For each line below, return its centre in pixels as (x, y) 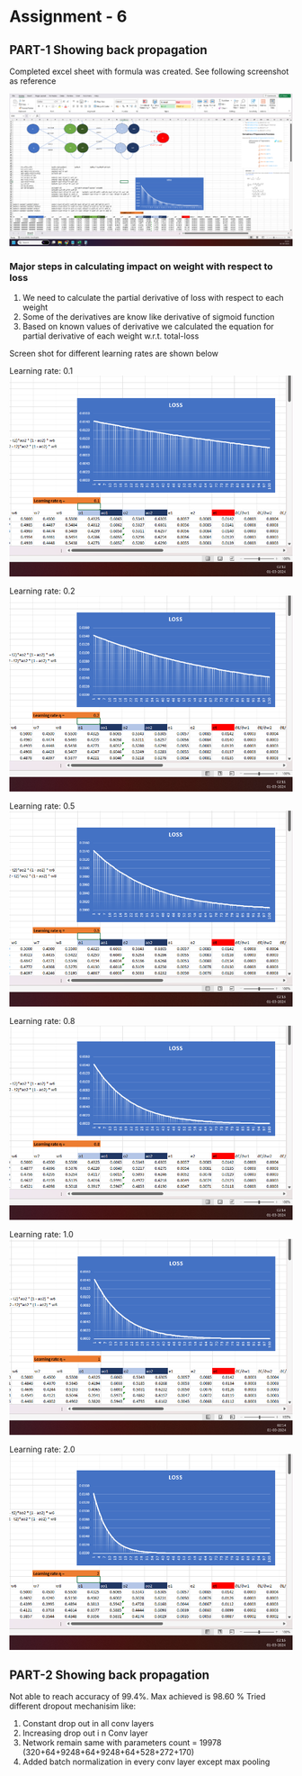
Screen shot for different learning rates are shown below (114, 353)
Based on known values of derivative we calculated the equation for (148, 326)
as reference (33, 81)
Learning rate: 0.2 (42, 591)
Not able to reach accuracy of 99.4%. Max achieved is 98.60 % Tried (138, 1697)
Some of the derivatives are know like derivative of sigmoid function (148, 316)
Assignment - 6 (68, 17)
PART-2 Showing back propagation (109, 1675)
